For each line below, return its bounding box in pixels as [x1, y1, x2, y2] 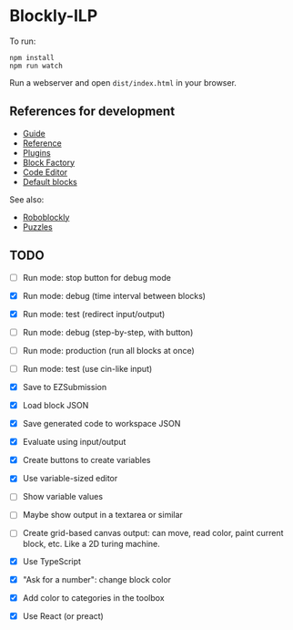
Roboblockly [22, 212, 70, 222]
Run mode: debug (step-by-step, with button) [22, 326, 194, 337]
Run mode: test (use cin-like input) [22, 363, 153, 374]
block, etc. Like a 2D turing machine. [22, 538, 161, 549]
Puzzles [22, 221, 53, 232]
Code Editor [22, 166, 68, 178]
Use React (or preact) [22, 610, 105, 621]
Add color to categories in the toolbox [22, 592, 166, 603]
